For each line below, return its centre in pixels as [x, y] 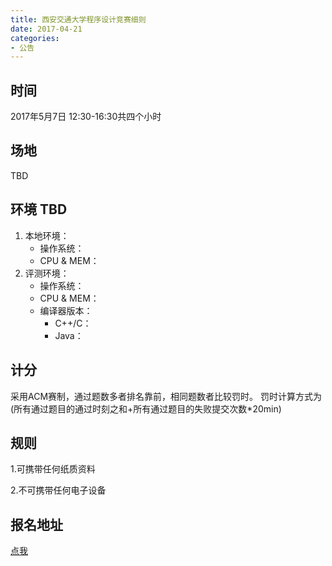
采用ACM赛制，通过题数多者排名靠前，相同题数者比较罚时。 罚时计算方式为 [166, 396]
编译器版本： [66, 310]
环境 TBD [39, 209]
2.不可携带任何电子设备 [58, 490]
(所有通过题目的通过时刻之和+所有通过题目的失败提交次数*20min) [146, 408]
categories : [35, 38]
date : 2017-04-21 [46, 29]
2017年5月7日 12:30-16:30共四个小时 [86, 117]
